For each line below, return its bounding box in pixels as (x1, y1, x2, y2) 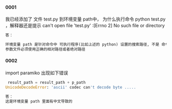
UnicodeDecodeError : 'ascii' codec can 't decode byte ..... (5, 84, 137, 90)
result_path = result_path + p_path (7, 80, 86, 85)
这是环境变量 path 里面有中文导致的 (5, 99, 73, 104)
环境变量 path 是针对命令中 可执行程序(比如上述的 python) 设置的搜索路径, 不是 (5, 42, 160, 47)
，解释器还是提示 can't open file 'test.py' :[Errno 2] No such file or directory (5, 23, 165, 29)
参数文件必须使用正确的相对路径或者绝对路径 (5, 47, 85, 52)
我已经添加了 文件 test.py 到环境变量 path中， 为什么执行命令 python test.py (5, 16, 166, 23)
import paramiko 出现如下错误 (5, 70, 68, 76)
